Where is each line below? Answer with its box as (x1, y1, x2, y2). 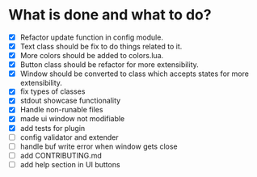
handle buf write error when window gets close (19, 141, 178, 151)
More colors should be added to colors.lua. (19, 51, 164, 61)
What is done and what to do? (8, 6, 212, 24)
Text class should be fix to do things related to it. (19, 42, 183, 51)
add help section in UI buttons (19, 159, 120, 169)
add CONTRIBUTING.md (19, 150, 103, 160)
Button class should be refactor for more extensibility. (19, 60, 200, 70)
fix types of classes (19, 86, 86, 96)
